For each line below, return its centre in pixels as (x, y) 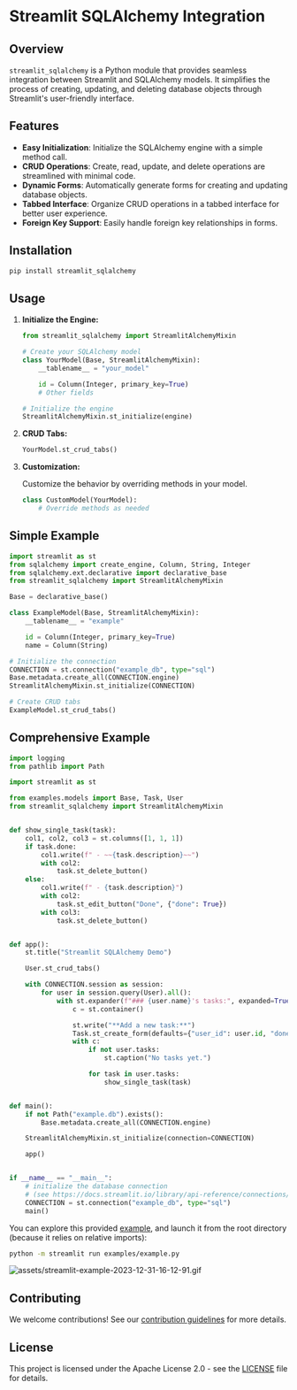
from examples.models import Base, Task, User (96, 798)
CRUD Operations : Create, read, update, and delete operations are (144, 166)
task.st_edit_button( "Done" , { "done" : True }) (141, 904)
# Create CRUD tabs (45, 702)
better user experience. (65, 213)
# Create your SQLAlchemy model (81, 352)
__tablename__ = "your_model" (94, 368)
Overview (37, 49)
